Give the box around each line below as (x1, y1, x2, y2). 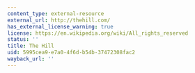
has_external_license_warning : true (7, 23, 114, 30)
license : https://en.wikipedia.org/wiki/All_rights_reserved (7, 29, 189, 37)
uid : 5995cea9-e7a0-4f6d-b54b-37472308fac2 (7, 49, 136, 56)
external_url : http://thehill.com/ (7, 17, 111, 24)
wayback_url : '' (7, 56, 54, 63)
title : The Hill (7, 42, 54, 49)
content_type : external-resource (7, 10, 104, 17)
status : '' (7, 36, 39, 43)
